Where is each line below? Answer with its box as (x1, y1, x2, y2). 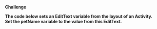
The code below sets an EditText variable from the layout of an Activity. (5, 14, 153, 19)
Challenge (5, 4, 27, 10)
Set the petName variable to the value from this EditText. (5, 19, 122, 24)
